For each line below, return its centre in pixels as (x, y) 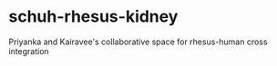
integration (29, 51)
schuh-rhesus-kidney (93, 17)
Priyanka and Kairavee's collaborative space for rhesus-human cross (138, 42)
